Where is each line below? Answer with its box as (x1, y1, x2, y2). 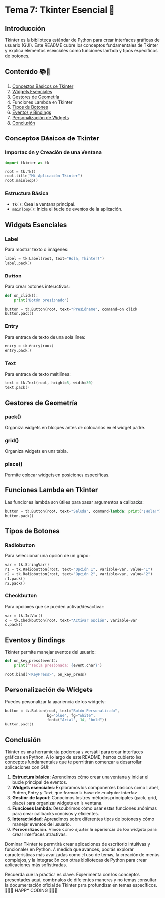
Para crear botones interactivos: (5, 283, 70, 290)
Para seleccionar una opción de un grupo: (5, 553, 90, 559)
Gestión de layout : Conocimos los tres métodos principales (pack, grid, (12, 795, 158, 801)
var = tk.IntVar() (5, 613, 43, 618)
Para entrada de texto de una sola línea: (5, 334, 86, 340)
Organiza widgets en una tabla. (5, 448, 68, 454)
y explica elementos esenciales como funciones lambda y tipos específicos (5, 48, 158, 53)
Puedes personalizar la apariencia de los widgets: (5, 698, 106, 704)
